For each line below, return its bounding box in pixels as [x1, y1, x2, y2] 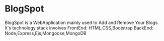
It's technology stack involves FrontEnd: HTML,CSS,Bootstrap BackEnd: [5, 24, 154, 30]
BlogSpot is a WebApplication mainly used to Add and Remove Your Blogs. [5, 19, 159, 25]
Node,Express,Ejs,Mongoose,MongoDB [5, 30, 87, 36]
